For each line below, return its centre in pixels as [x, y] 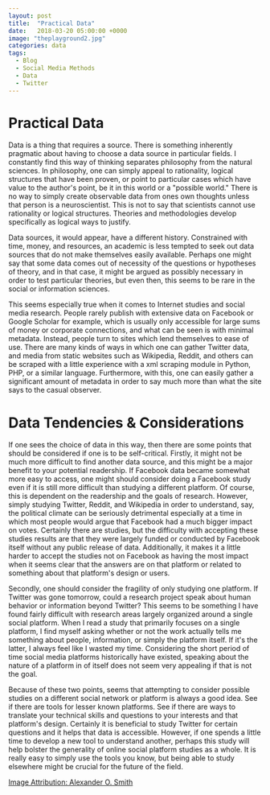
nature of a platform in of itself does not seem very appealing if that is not [130, 665]
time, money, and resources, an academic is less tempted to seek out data [131, 246]
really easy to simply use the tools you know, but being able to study [121, 758]
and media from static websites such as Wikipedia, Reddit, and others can [131, 356]
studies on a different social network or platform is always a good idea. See [133, 698]
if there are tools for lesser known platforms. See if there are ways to [122, 707]
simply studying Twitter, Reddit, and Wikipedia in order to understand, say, [131, 505]
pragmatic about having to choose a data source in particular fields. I [123, 154]
